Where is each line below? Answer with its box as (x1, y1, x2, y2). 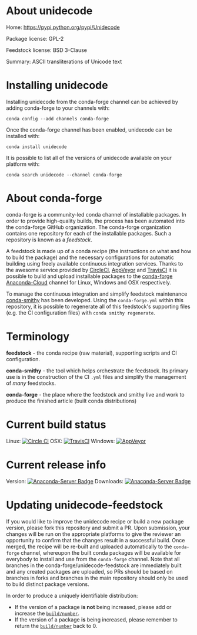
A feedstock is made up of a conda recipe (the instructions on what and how (6, 247, 192, 254)
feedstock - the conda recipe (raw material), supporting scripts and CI (6, 349, 178, 356)
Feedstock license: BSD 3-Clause (6, 46, 87, 54)
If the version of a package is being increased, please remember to (14, 616, 178, 623)
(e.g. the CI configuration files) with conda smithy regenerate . (6, 309, 156, 316)
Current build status (6, 418, 106, 431)
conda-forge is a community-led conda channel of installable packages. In (6, 211, 186, 218)
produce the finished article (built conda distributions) (6, 397, 137, 404)
